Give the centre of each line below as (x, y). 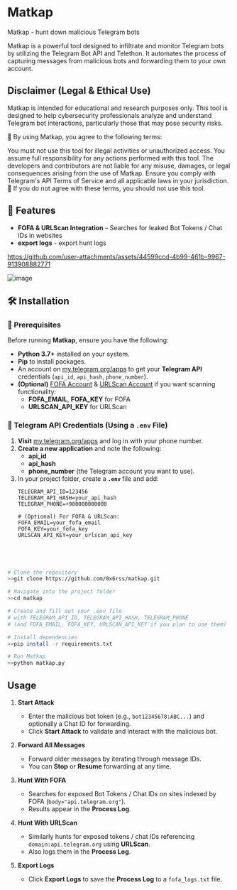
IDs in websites (40, 235)
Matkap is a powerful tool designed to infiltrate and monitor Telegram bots (116, 45)
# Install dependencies (43, 637)
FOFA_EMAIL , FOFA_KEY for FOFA (79, 399)
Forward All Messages (51, 745)
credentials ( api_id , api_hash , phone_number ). (83, 376)
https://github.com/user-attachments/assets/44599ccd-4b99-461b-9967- (116, 256)
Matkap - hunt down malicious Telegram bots (73, 32)
